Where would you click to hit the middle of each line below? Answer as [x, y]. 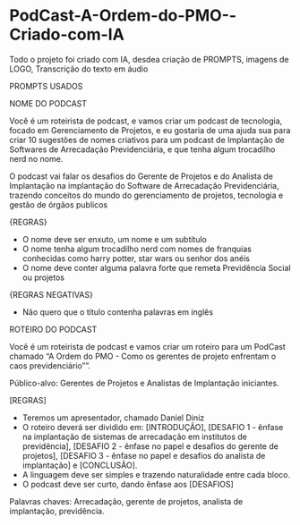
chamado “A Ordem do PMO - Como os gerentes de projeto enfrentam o [143, 356]
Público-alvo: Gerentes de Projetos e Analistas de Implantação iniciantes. [144, 383]
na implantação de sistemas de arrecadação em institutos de [135, 436]
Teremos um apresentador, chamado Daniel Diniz [113, 418]
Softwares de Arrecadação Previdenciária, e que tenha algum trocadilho [142, 149]
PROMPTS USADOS [46, 86]
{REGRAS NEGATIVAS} [51, 294]
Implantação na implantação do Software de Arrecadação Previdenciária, [144, 185]
